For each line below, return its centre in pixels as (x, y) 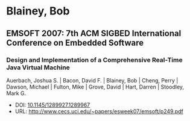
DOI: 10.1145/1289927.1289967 (52, 105)
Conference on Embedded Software (75, 42)
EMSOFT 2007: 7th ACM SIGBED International (94, 33)
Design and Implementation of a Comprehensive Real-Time (94, 60)
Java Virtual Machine (38, 67)
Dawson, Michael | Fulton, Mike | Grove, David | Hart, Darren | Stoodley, (95, 87)
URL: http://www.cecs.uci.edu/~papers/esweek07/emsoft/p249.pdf (99, 111)
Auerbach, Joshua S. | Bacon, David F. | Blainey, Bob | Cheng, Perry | (92, 80)
